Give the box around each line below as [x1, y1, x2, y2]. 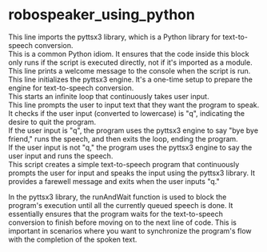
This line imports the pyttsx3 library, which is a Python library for [8, 32, 221, 42]
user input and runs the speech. [8, 150, 114, 161]
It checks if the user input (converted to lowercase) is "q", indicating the [8, 108, 245, 118]
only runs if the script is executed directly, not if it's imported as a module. [8, 58, 253, 67]
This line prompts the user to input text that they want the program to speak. [8, 100, 260, 110]
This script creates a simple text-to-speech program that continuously [8, 159, 240, 169]
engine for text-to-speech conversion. [8, 82, 134, 93]
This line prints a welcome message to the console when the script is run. [8, 66, 251, 75]
